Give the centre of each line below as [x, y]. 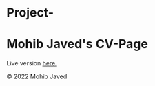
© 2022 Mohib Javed [37, 76]
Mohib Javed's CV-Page [77, 44]
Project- [30, 13]
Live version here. [32, 63]
